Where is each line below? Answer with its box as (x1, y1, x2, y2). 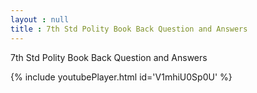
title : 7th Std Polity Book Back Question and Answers (10, 24, 248, 34)
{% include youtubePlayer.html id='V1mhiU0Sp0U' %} (10, 71, 233, 83)
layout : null (10, 14, 70, 25)
